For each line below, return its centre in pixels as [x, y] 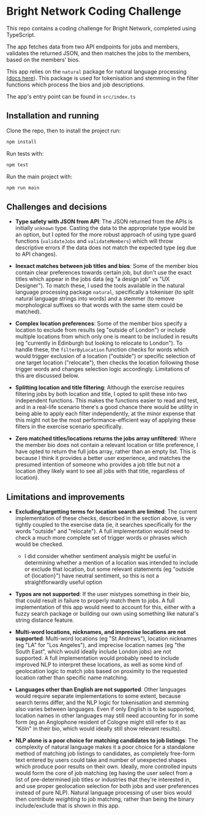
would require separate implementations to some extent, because [98, 696]
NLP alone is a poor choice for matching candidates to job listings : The [106, 740]
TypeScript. [21, 34]
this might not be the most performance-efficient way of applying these [105, 420]
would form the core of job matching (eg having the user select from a [104, 773]
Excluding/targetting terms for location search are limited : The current [106, 511]
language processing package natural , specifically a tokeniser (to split [104, 292]
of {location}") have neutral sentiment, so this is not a [91, 576]
